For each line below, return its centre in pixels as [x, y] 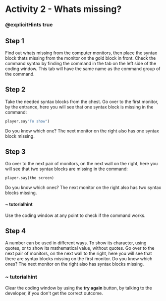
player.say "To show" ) [28, 121]
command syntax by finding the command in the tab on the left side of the [81, 63]
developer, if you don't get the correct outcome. [54, 293]
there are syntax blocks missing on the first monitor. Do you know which [79, 259]
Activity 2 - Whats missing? [63, 9]
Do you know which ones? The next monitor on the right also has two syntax [83, 188]
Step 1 [15, 41]
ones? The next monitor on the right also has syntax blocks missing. [75, 264]
